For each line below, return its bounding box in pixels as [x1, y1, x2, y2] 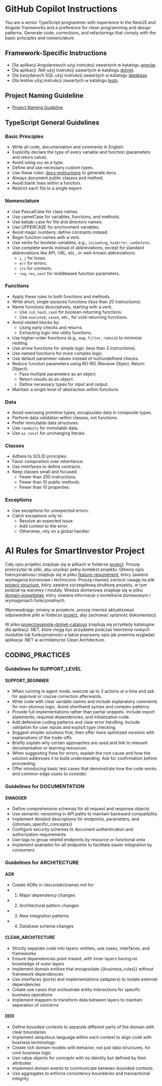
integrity [12, 1075, 29, 1081]
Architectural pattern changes [19, 902, 79, 909]
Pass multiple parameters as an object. [19, 371, 97, 377]
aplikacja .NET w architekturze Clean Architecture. [5, 637, 105, 643]
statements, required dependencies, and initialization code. [12, 714, 131, 720]
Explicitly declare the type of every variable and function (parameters [12, 149, 151, 155]
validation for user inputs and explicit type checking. [12, 725, 117, 730]
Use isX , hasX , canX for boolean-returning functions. [19, 309, 122, 315]
